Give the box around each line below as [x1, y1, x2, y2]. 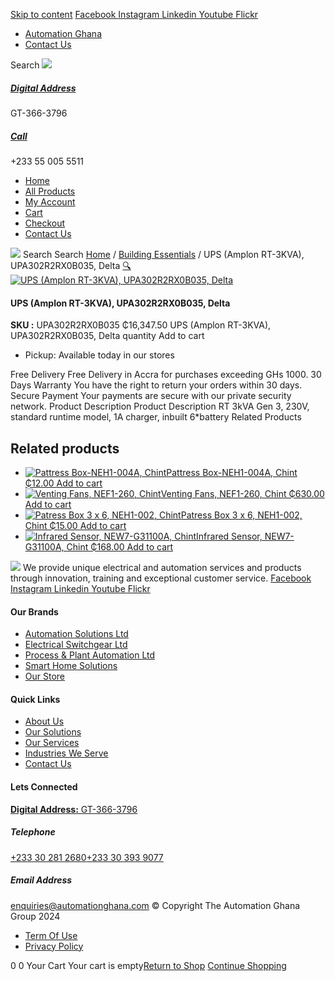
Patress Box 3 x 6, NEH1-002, [180, 509, 303, 521]
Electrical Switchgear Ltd [24, 639, 128, 651]
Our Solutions [24, 726, 82, 738]
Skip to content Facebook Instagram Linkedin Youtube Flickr [10, 9, 259, 20]
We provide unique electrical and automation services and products [22, 561, 302, 573]
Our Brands [10, 605, 59, 618]
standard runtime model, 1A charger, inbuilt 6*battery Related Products [10, 411, 302, 423]
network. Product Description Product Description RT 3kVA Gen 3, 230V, [10, 400, 310, 413]
